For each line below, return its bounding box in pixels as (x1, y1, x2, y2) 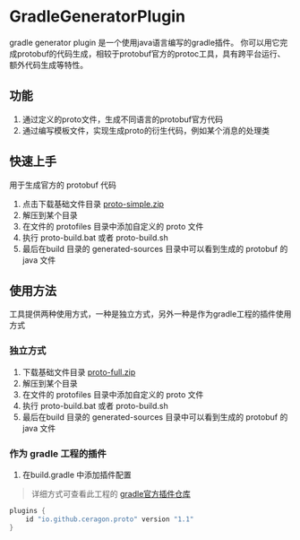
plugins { (9, 506, 47, 515)
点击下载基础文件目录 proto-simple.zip (21, 198, 164, 209)
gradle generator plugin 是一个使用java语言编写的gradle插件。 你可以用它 (9, 37, 280, 48)
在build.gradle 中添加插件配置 (21, 469, 132, 480)
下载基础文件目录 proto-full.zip (21, 366, 136, 378)
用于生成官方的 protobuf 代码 (9, 179, 116, 190)
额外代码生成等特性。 (9, 59, 88, 70)
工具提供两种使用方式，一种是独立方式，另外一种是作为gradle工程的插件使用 (9, 309, 292, 319)
